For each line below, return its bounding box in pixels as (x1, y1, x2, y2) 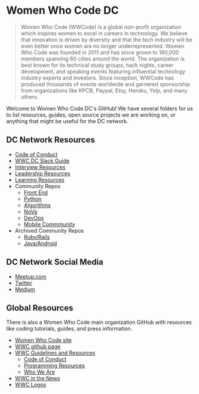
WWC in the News (14, 375, 60, 382)
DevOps (23, 214, 44, 221)
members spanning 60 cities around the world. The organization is (20, 55, 185, 62)
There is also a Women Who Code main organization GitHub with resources (6, 319, 192, 326)
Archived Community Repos (14, 227, 84, 234)
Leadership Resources (14, 170, 71, 177)
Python (23, 195, 42, 202)
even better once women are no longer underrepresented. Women (20, 42, 185, 50)
